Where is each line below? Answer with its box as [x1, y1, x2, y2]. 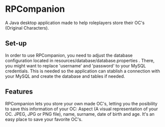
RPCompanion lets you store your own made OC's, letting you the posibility [5, 100, 158, 106]
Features [5, 88, 33, 96]
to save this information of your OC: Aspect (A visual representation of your [5, 106, 159, 112]
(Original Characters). [5, 25, 49, 31]
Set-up [5, 39, 27, 48]
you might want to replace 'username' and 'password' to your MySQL [5, 63, 146, 68]
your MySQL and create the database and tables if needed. [5, 73, 125, 79]
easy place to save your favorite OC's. [5, 116, 83, 122]
